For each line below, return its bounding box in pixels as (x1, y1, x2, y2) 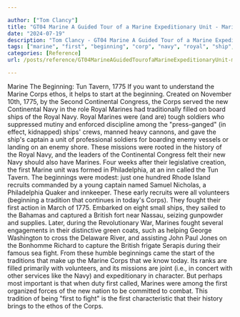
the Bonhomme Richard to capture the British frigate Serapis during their (7, 241, 221, 249)
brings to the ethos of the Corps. (7, 301, 104, 310)
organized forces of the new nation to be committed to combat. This (7, 286, 209, 295)
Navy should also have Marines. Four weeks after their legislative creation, (7, 157, 226, 166)
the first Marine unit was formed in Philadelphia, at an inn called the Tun (7, 165, 219, 174)
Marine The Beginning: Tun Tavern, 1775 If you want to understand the (7, 82, 214, 90)
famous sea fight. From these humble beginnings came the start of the (7, 249, 216, 257)
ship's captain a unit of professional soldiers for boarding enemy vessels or (7, 135, 229, 143)
